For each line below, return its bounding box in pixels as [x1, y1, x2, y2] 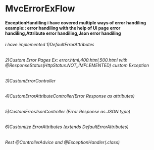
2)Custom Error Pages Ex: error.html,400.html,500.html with [5, 57, 128, 63]
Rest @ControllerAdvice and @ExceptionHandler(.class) [5, 140, 120, 146]
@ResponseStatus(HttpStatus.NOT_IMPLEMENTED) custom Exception [5, 62, 150, 68]
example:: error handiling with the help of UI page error [5, 25, 121, 31]
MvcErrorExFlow [5, 3, 75, 14]
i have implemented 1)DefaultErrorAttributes [5, 42, 95, 48]
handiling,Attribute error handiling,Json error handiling [5, 30, 121, 36]
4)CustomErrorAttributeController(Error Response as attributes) [5, 93, 135, 99]
